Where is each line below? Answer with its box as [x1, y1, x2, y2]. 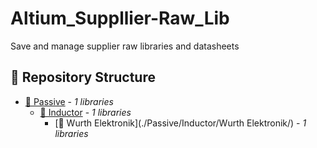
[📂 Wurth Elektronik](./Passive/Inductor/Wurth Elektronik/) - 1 [54, 117, 307, 129]
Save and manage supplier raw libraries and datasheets [10, 40, 240, 52]
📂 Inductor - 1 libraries [39, 106, 132, 118]
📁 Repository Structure [10, 69, 156, 86]
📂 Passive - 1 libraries [24, 95, 114, 107]
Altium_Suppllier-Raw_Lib [10, 7, 230, 30]
